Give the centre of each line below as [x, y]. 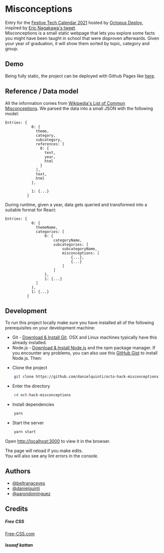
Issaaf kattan [19, 545]
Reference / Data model [42, 91]
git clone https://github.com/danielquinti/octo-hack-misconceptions [86, 377]
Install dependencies [33, 404]
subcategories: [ [71, 244]
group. [12, 49]
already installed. [29, 343]
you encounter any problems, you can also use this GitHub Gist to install [85, 353]
